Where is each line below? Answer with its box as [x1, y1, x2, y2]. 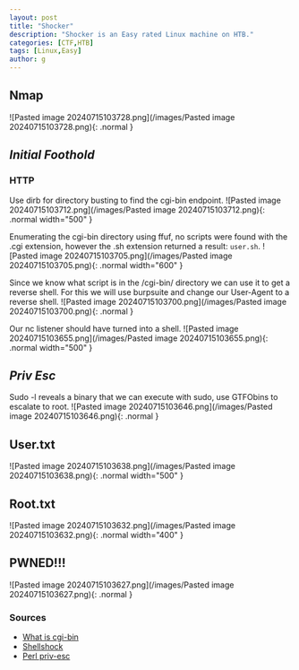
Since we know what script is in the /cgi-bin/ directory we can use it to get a [9, 277, 291, 288]
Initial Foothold [9, 147, 96, 162]
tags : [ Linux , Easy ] [9, 47, 82, 56]
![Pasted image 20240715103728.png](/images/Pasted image [9, 111, 235, 122]
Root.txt [9, 496, 56, 511]
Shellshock [21, 641, 64, 652]
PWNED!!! [9, 555, 66, 570]
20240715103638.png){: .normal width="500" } [9, 470, 184, 481]
